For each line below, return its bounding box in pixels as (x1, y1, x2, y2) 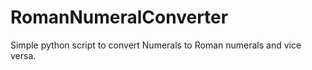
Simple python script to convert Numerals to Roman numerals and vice (10, 39, 302, 51)
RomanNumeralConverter (10, 6, 229, 29)
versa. (10, 49, 37, 61)
